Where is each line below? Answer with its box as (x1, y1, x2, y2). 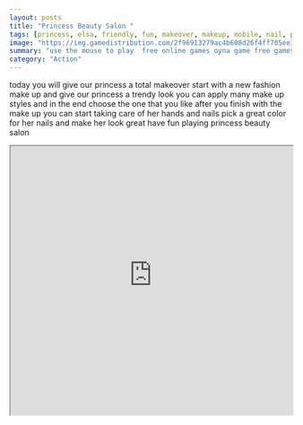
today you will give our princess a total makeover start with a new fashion (9, 80, 281, 90)
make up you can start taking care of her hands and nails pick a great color (9, 108, 287, 118)
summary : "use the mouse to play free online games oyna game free (9, 47, 271, 56)
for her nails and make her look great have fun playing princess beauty (9, 117, 271, 128)
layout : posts (9, 13, 63, 22)
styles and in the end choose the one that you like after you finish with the (9, 99, 282, 108)
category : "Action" (9, 55, 82, 64)
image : (9, 38, 34, 48)
